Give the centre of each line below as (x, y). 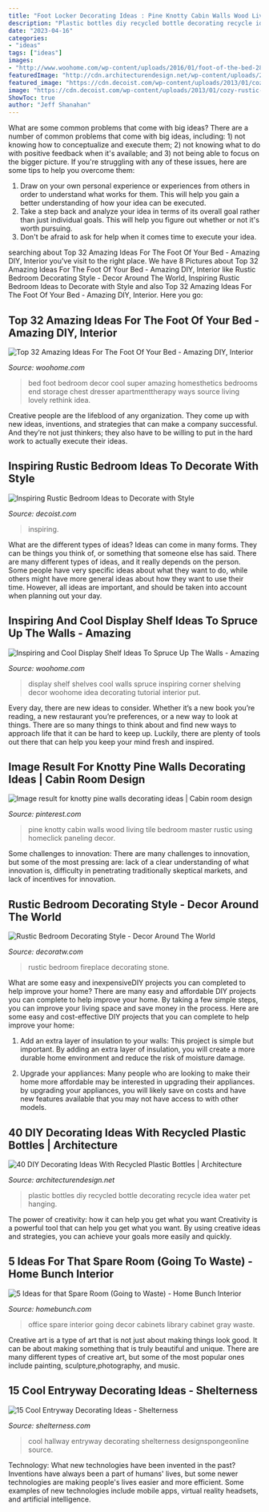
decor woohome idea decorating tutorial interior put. (114, 692)
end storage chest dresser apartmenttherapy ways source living (134, 391)
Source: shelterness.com (49, 1426)
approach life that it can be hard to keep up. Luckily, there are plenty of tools (134, 733)
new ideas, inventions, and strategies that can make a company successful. (133, 424)
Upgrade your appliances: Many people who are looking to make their (135, 1073)
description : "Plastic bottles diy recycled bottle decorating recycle (130, 23)
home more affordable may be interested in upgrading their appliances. (137, 1082)
